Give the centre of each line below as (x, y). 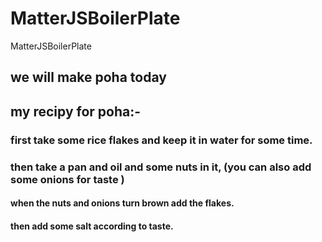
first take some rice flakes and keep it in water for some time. (161, 140)
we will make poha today (88, 77)
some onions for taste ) (67, 179)
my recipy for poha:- (76, 111)
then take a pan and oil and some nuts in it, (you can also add (161, 167)
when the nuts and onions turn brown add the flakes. (122, 203)
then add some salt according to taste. (92, 226)
